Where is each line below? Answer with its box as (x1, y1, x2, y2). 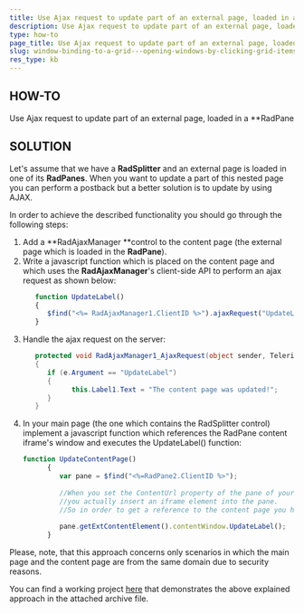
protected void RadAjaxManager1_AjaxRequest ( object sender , (34, 352, 267, 361)
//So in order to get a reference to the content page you (59, 505, 287, 514)
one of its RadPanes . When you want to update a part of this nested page (9, 173, 284, 184)
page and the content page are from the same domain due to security (9, 557, 270, 567)
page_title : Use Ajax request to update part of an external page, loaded (9, 38, 298, 48)
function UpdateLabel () (34, 292, 125, 301)
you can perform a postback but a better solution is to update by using (9, 182, 273, 193)
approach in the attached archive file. (9, 593, 149, 604)
